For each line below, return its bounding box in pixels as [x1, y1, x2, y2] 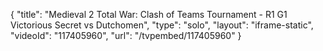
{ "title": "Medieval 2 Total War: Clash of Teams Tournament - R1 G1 [10, 9, 288, 20]
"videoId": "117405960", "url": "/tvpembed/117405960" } [10, 30, 242, 41]
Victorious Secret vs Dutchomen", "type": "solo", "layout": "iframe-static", [10, 19, 314, 31]
